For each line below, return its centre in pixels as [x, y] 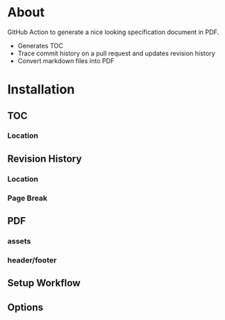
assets [19, 241]
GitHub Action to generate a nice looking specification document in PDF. [113, 32]
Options [26, 307]
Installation [41, 90]
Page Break [27, 198]
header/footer [32, 260]
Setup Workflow [44, 283]
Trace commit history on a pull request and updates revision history [116, 53]
